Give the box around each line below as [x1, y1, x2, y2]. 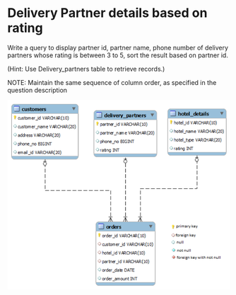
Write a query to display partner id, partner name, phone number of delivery [7, 43, 228, 52]
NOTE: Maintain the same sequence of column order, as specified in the [7, 78, 217, 86]
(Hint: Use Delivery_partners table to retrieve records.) [7, 64, 165, 73]
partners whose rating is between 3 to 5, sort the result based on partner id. [7, 51, 228, 59]
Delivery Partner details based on [7, 5, 208, 21]
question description [7, 86, 68, 94]
